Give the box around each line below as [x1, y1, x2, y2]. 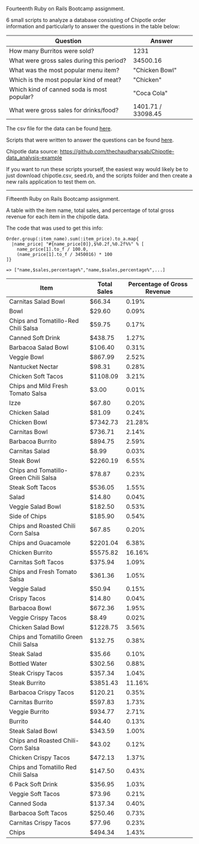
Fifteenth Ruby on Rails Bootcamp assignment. [6, 195, 120, 202]
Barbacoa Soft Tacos [9, 809, 68, 817]
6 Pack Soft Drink [9, 780, 58, 788]
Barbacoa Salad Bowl [9, 344, 69, 351]
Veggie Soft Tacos [9, 790, 60, 798]
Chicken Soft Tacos [9, 373, 63, 380]
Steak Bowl [9, 457, 40, 464]
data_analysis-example [6, 154, 62, 161]
